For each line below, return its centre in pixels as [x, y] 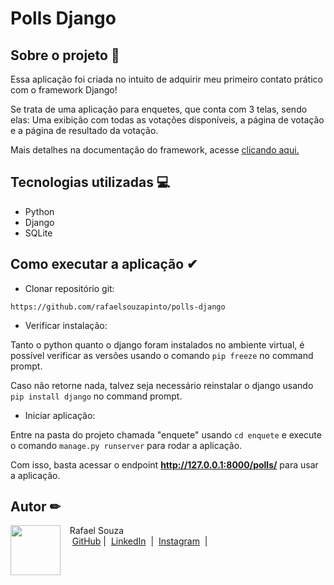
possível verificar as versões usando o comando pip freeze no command [162, 355]
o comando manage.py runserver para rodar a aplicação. [126, 445]
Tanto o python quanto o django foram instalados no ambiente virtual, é [157, 344]
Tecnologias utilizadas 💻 [90, 182]
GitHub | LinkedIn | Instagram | [139, 541]
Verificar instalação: [66, 325]
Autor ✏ [36, 507]
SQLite [38, 233]
